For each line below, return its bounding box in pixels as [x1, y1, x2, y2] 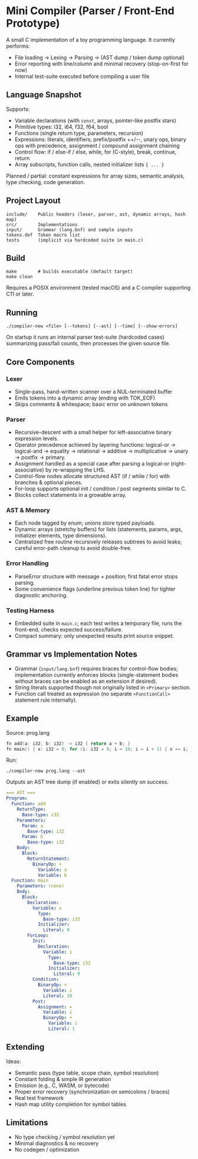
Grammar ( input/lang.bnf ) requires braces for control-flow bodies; [14, 665, 179, 672]
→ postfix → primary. [14, 454, 66, 461]
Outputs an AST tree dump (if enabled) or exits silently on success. [6, 778, 169, 785]
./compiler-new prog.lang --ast [6, 768, 85, 774]
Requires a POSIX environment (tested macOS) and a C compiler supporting [6, 284, 191, 292]
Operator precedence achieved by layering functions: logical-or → [14, 441, 176, 448]
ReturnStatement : [27, 856, 70, 862]
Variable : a [37, 866, 67, 873]
